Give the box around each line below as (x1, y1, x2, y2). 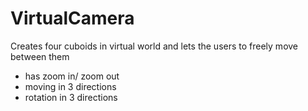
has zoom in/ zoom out (24, 70, 120, 82)
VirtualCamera (10, 7, 135, 30)
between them (10, 50, 70, 62)
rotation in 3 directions (24, 91, 118, 103)
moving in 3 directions (24, 80, 117, 92)
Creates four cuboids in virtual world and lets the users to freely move (10, 40, 299, 52)
